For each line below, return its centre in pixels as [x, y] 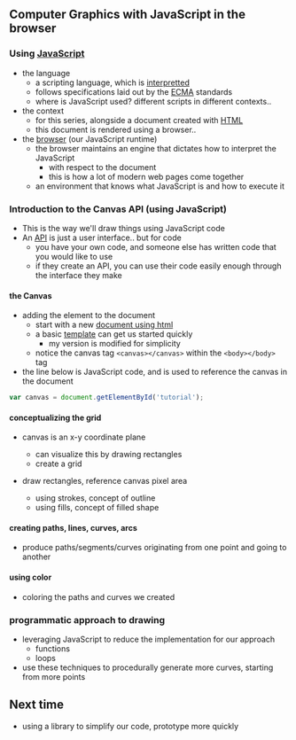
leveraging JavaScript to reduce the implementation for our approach [148, 639]
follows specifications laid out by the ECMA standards [134, 91]
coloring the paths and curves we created [98, 596]
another [36, 557]
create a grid [58, 463]
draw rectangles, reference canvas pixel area [105, 481]
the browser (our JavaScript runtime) [90, 139]
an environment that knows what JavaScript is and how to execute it [160, 186]
